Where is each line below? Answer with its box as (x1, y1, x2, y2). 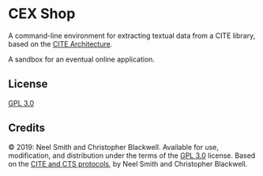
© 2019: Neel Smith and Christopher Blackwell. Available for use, (8, 142, 220, 152)
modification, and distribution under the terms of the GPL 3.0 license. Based (8, 151, 256, 160)
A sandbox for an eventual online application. (8, 54, 156, 64)
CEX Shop (8, 5, 76, 23)
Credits (8, 122, 46, 135)
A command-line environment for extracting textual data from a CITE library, (8, 31, 256, 40)
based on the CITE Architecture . (8, 39, 113, 48)
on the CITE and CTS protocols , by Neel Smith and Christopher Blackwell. (8, 159, 248, 168)
